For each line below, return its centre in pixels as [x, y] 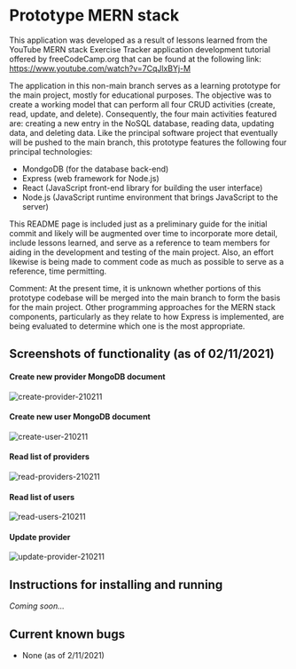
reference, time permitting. [58, 271]
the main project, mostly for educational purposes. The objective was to [140, 95]
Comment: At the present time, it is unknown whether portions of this [135, 288]
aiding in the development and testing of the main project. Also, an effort [141, 252]
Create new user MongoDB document [80, 417]
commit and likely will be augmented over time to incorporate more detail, [144, 233]
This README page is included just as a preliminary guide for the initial [138, 224]
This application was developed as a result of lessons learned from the [138, 40]
